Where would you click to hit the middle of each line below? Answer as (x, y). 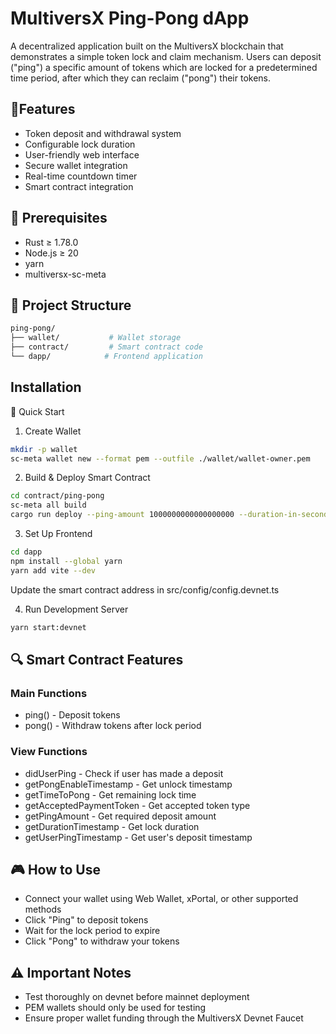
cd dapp (26, 552)
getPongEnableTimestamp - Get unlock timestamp (128, 784)
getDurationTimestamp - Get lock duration (112, 826)
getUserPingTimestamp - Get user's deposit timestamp (138, 837)
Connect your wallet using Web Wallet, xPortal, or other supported (161, 899)
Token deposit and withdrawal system (103, 133)
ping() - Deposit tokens (72, 715)
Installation (46, 387)
